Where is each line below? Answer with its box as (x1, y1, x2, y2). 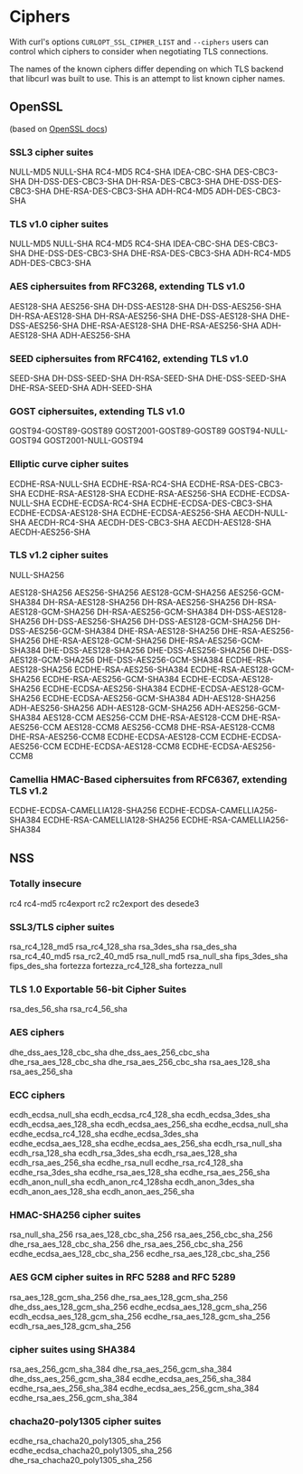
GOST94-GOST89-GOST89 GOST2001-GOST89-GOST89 (9, 425, 227, 436)
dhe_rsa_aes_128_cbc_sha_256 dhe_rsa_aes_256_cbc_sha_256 (9, 1239, 243, 1250)
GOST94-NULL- (228, 425, 289, 436)
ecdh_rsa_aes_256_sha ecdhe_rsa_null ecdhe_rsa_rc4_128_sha (9, 1157, 244, 1168)
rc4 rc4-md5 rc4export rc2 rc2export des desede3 (9, 898, 200, 908)
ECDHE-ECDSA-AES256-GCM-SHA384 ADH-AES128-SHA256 (42, 692, 276, 703)
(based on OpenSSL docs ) (9, 123, 109, 134)
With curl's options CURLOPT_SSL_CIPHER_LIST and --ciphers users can (9, 36, 269, 47)
